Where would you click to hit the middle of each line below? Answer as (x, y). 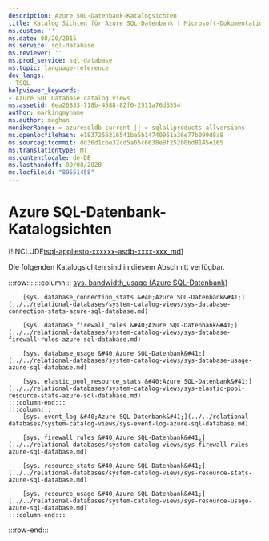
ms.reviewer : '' (35, 53)
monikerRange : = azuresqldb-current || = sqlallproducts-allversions (127, 128)
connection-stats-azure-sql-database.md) (78, 311)
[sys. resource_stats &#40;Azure (78, 466)
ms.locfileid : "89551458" (51, 173)
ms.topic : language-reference (59, 68)
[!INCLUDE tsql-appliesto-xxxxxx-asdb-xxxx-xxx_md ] (96, 251)
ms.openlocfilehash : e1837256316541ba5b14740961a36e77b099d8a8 (116, 135)
